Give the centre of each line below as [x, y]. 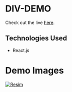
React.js [21, 50]
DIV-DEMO [28, 9]
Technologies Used [36, 38]
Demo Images [34, 70]
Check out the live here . [30, 22]
